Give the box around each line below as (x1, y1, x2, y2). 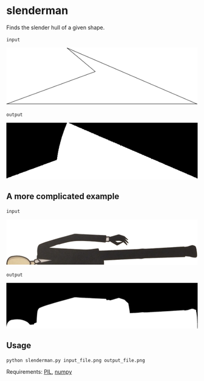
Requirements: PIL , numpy (6, 368, 72, 376)
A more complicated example (6, 191, 120, 201)
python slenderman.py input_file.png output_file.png (6, 357, 146, 364)
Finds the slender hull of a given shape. (6, 24, 105, 31)
